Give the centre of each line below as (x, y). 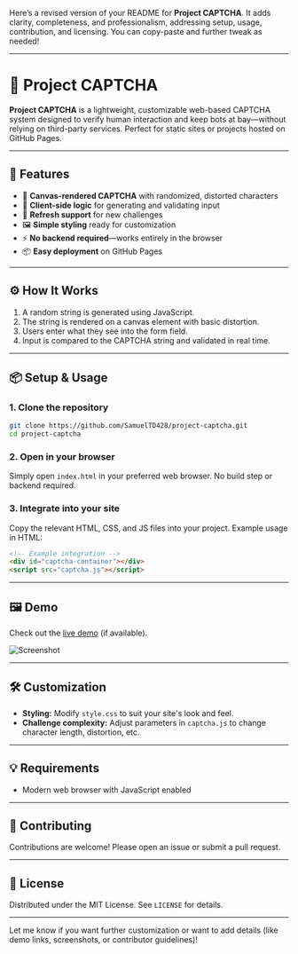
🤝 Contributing (51, 826)
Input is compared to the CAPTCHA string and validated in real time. (146, 340)
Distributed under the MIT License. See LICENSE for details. (116, 905)
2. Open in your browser (62, 456)
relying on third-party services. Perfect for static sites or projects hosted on (147, 129)
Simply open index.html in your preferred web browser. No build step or (141, 476)
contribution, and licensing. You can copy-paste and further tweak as (136, 32)
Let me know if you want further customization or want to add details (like (144, 930)
